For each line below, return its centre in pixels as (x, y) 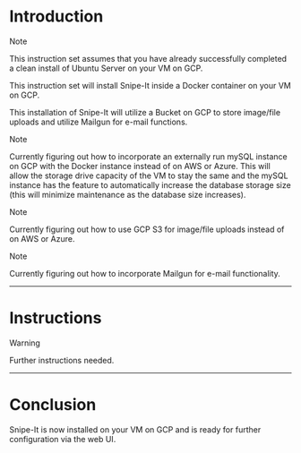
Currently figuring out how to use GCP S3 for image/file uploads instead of (147, 229)
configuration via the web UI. (63, 439)
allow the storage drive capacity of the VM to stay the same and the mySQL (149, 175)
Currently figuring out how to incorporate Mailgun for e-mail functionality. (145, 273)
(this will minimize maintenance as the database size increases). (128, 194)
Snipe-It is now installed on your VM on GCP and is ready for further (135, 429)
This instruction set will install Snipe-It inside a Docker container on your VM (150, 85)
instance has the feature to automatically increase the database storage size (150, 184)
